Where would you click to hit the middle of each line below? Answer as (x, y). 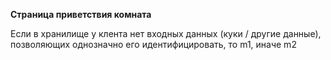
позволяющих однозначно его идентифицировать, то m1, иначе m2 (153, 44)
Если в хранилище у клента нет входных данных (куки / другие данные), (166, 33)
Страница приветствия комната (81, 14)
